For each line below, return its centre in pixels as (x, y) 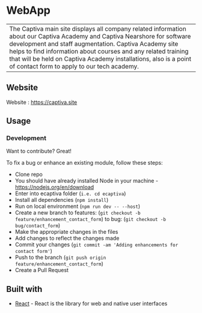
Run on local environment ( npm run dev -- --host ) (77, 206)
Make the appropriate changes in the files (66, 232)
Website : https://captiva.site (42, 102)
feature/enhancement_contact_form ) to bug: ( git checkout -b (90, 219)
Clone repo (29, 174)
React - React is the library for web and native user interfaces (91, 303)
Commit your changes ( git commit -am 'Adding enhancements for (96, 245)
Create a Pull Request (42, 270)
